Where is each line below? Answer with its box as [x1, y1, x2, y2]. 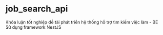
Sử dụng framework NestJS [5, 24, 61, 30]
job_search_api [5, 3, 68, 14]
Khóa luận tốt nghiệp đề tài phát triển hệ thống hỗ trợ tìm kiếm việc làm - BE [5, 19, 158, 25]
